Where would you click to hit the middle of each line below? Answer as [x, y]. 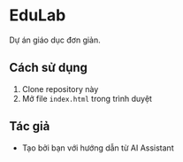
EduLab [38, 15]
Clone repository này [60, 89]
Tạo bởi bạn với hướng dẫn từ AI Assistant [98, 148]
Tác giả [30, 126]
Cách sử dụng [49, 68]
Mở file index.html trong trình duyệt [87, 98]
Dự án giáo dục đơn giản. [55, 40]
